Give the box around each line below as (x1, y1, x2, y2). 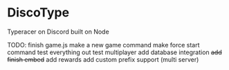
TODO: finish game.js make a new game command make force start (7, 40, 200, 49)
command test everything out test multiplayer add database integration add (7, 48, 223, 56)
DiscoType (7, 5, 70, 21)
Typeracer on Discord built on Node (7, 27, 109, 36)
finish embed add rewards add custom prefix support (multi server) (7, 55, 199, 63)
